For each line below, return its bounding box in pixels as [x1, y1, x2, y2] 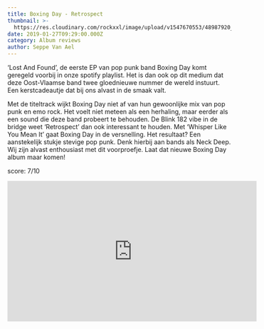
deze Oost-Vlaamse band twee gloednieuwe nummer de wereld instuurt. [7, 79, 221, 86]
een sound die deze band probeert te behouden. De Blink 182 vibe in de [7, 115, 218, 123]
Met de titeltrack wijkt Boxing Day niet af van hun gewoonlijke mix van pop [7, 100, 226, 108]
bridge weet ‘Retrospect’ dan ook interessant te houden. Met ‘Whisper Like [7, 123, 227, 131]
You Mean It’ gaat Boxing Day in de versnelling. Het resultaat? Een [7, 130, 201, 138]
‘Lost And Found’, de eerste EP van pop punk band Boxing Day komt [7, 64, 207, 71]
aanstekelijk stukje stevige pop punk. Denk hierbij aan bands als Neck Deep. [7, 138, 231, 146]
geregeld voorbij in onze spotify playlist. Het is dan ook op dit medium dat [7, 71, 224, 79]
